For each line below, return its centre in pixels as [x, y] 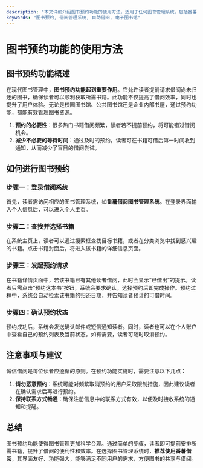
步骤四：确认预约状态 [37, 312]
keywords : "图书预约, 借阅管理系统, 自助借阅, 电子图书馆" [73, 18]
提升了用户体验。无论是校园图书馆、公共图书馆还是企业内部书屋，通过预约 [99, 104]
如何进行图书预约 [38, 168]
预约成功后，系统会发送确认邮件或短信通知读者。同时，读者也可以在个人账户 [101, 327]
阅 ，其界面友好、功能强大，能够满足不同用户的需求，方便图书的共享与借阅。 [101, 458]
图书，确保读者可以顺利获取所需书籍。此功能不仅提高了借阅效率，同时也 [107, 97]
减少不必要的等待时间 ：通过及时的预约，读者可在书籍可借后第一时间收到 [105, 140]
